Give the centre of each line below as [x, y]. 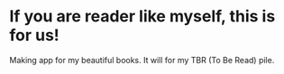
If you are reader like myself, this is [142, 16]
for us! [35, 35]
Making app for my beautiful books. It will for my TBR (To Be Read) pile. [142, 60]
